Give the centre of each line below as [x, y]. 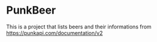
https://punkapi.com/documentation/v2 [55, 33]
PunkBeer [31, 10]
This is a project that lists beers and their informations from [79, 27]
